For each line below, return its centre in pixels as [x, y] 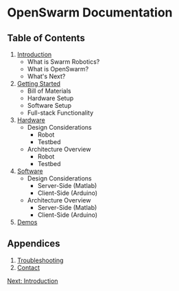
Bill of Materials [49, 91]
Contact [28, 267]
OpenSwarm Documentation [90, 13]
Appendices [34, 244]
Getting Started [38, 83]
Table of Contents [46, 38]
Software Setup [49, 105]
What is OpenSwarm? [58, 69]
